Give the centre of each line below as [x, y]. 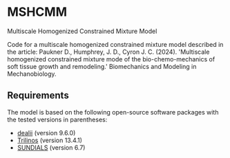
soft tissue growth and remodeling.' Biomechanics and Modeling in [102, 66]
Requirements [38, 96]
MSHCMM [37, 12]
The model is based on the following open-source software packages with [113, 112]
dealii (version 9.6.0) [46, 132]
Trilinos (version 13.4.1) [50, 140]
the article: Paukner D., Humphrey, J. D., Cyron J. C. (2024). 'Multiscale [108, 52]
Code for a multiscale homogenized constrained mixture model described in [115, 44]
